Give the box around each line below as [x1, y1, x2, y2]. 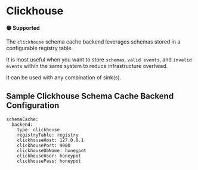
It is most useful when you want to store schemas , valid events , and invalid [6, 55, 192, 63]
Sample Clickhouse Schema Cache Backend [6, 91, 174, 101]
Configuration [6, 100, 60, 111]
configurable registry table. [6, 44, 73, 51]
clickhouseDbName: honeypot [17, 147, 86, 153]
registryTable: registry [17, 132, 79, 138]
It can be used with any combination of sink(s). [6, 73, 122, 81]
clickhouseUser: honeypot [17, 153, 82, 159]
